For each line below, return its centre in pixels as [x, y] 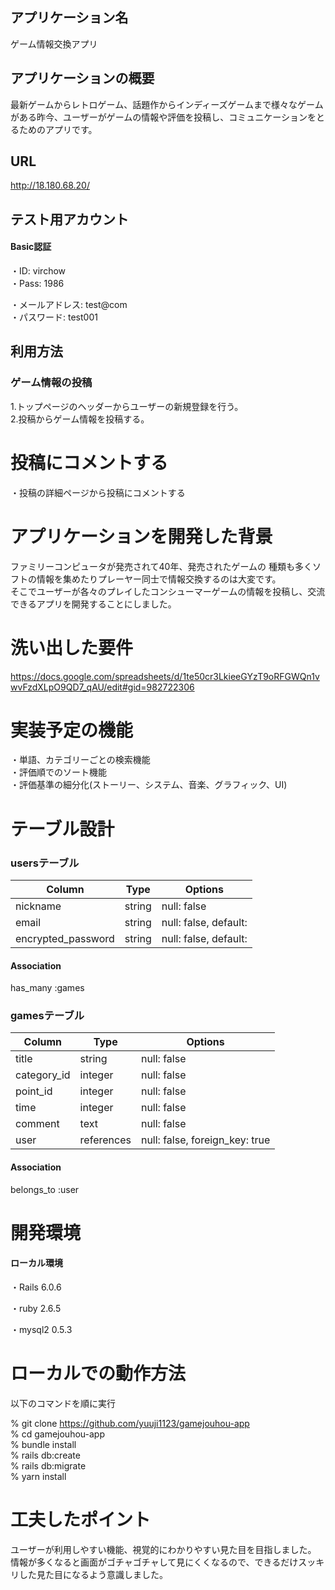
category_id [43, 1075]
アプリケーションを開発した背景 [141, 536]
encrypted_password [65, 938]
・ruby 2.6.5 [36, 1309]
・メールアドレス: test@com [69, 305]
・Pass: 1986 [37, 284]
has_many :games [47, 988]
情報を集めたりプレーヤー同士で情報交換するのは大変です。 [159, 579]
